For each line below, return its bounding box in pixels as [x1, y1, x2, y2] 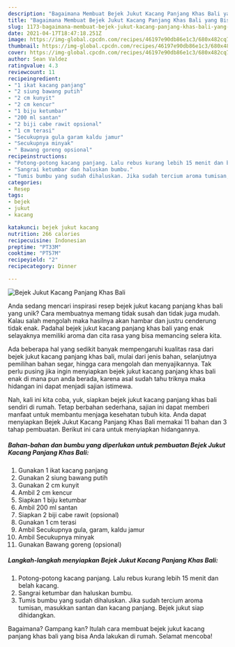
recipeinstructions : [8, 153, 68, 161]
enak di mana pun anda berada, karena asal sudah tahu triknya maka [8, 374, 206, 382]
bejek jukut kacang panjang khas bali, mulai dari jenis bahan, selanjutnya [8, 352, 217, 360]
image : [8, 36, 27, 43]
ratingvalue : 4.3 [8, 62, 59, 69]
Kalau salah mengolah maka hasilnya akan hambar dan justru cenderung [8, 316, 217, 325]
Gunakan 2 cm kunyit [17, 481, 79, 489]
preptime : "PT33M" [8, 244, 61, 251]
